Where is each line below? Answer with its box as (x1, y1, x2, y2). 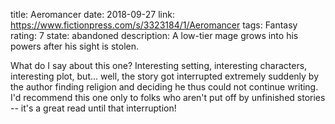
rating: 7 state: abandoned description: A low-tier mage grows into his (10, 30, 299, 41)
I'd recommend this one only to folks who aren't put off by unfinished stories (10, 92, 326, 103)
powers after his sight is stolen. (10, 40, 140, 52)
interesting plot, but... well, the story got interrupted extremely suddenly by (10, 70, 320, 82)
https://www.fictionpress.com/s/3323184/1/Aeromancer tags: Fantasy (10, 19, 298, 31)
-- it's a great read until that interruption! (10, 102, 177, 114)
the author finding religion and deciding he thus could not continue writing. (10, 81, 319, 93)
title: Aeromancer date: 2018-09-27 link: (10, 9, 175, 20)
